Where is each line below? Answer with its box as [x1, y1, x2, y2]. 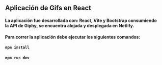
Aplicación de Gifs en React [5, 4, 91, 12]
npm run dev [5, 55, 29, 60]
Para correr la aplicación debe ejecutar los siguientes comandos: [5, 34, 141, 40]
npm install [5, 45, 29, 50]
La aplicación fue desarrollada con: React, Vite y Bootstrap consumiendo [5, 17, 157, 23]
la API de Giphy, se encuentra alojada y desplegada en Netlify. [5, 22, 135, 28]
